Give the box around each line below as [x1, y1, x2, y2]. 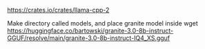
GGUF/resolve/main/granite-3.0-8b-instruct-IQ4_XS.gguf [7, 34, 170, 42]
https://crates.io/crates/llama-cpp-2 [7, 6, 110, 14]
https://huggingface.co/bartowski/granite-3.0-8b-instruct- [7, 27, 174, 35]
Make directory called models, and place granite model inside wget [7, 19, 198, 27]
